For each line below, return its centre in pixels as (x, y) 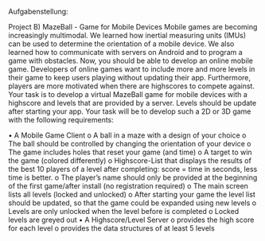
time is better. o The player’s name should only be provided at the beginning (133, 177)
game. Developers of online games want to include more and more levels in (132, 69)
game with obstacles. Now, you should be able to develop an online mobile (131, 60)
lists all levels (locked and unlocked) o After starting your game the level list (132, 194)
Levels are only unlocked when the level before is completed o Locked (124, 211)
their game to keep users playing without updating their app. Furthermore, (130, 78)
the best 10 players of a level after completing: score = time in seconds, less (133, 169)
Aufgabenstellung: (39, 12)
